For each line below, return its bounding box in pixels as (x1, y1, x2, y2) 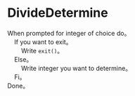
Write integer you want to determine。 (20, 64, 132, 72)
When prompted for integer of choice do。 (7, 29, 131, 37)
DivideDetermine (7, 5, 108, 21)
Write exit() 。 (20, 46, 64, 55)
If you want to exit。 (13, 37, 72, 46)
